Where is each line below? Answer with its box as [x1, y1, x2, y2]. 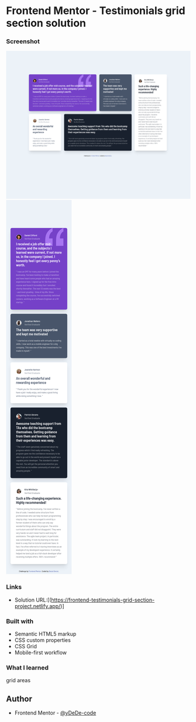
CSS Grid [14, 643, 37, 650]
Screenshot [6, 37, 40, 46]
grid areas [6, 677, 31, 684]
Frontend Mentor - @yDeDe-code [14, 709, 97, 717]
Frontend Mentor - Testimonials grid [6, 4, 185, 18]
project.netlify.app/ [14, 602, 61, 609]
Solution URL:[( [14, 596, 51, 603]
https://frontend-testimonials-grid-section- [51, 596, 155, 603]
